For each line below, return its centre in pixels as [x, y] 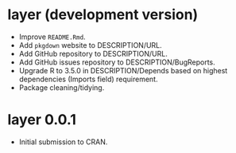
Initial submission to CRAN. [63, 142]
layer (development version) [103, 15]
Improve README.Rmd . [52, 37]
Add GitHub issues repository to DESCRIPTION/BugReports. [117, 62]
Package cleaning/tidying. [62, 87]
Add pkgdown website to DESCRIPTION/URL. [90, 45]
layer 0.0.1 [42, 120]
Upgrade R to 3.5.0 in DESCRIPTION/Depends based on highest [123, 70]
